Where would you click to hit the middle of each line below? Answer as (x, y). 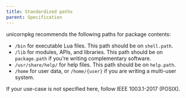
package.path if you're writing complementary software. (83, 58)
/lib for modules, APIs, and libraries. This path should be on (89, 52)
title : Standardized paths (40, 12)
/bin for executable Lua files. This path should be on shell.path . (94, 46)
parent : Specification (34, 17)
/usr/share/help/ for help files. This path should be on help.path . (95, 64)
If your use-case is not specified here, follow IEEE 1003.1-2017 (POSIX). (93, 88)
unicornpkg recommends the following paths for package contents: (89, 34)
